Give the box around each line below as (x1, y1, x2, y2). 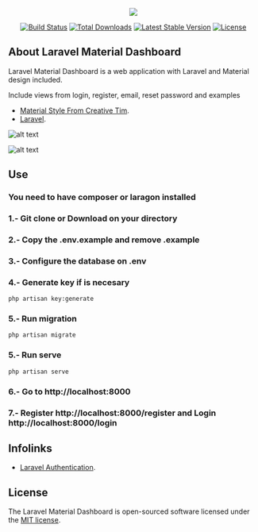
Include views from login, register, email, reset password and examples (8, 90, 241, 99)
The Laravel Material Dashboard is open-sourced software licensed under (8, 507, 250, 516)
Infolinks (8, 441, 53, 456)
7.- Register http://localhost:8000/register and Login (8, 407, 217, 418)
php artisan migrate (8, 331, 77, 339)
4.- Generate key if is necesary (8, 276, 130, 287)
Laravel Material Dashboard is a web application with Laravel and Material (8, 66, 250, 75)
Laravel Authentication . (19, 463, 96, 472)
